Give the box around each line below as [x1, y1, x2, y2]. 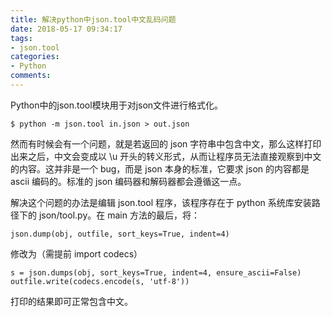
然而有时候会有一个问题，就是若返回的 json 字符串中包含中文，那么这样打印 [10, 137, 322, 150]
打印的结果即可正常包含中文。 [10, 295, 133, 307]
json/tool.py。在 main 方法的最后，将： [38, 209, 200, 221]
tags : [10, 33, 33, 43]
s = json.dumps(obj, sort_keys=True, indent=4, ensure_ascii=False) [10, 267, 302, 278]
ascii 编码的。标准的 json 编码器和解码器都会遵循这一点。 [10, 175, 247, 187]
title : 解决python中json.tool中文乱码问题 [10, 14, 177, 25]
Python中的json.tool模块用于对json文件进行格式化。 [10, 99, 224, 111]
